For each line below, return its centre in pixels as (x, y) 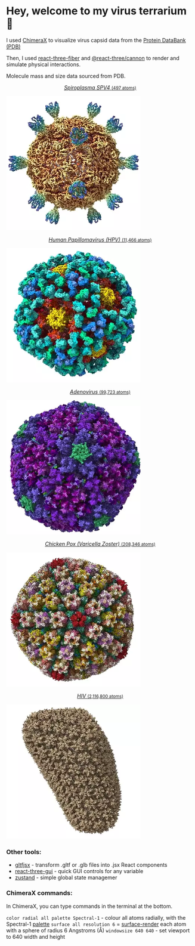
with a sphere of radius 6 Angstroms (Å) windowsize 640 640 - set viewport (98, 930)
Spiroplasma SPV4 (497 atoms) (100, 87)
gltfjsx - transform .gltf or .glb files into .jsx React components (91, 865)
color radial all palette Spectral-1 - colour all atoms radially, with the (96, 917)
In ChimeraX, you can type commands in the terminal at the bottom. (89, 906)
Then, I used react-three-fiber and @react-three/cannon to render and (93, 58)
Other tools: (24, 852)
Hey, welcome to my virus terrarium (96, 11)
